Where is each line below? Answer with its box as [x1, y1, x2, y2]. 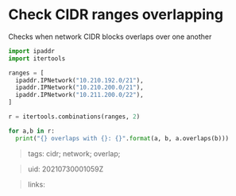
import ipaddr [8, 47, 56, 55]
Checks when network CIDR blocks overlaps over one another [8, 32, 212, 41]
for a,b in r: [8, 127, 56, 135]
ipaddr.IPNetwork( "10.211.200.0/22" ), [15, 91, 145, 99]
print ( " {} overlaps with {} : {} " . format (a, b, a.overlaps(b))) [15, 134, 229, 142]
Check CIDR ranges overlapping [8, 6, 224, 24]
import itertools [8, 54, 66, 63]
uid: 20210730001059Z [27, 164, 104, 174]
